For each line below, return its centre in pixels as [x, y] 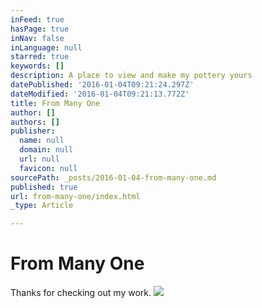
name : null [42, 141]
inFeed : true [37, 19]
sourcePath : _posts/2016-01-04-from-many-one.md [113, 177]
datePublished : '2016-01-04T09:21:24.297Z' [102, 85]
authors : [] [35, 122]
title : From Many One [55, 103]
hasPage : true [40, 29]
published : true [44, 187]
